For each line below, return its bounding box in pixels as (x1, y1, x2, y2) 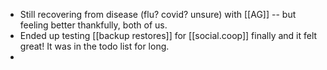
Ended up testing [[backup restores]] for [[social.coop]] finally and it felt (19, 30, 318, 41)
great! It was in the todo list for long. (19, 40, 170, 52)
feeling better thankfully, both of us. (19, 19, 168, 31)
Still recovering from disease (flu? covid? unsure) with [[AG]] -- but (19, 9, 297, 20)
